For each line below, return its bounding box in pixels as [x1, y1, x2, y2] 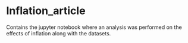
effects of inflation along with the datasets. [6, 29, 111, 37]
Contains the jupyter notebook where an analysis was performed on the [6, 24, 183, 31]
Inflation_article [6, 4, 86, 18]
